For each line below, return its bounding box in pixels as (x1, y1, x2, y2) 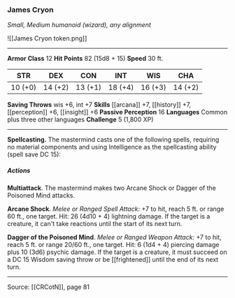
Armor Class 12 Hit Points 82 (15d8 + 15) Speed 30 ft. (7, 54, 164, 63)
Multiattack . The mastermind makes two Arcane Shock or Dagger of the (7, 184, 217, 193)
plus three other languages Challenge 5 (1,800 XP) (7, 115, 154, 124)
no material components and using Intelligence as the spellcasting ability (7, 143, 217, 151)
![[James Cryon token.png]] (7, 34, 87, 43)
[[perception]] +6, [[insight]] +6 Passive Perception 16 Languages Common (7, 108, 228, 117)
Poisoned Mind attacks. (7, 191, 76, 200)
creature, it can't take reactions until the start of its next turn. (7, 220, 183, 228)
